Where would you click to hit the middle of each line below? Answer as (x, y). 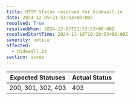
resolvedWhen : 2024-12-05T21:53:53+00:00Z (60, 29)
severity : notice (28, 40)
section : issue (25, 57)
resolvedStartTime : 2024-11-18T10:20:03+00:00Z (67, 35)
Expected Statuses (38, 78)
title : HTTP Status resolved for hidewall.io (64, 12)
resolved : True (25, 23)
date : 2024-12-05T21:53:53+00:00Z (50, 18)
